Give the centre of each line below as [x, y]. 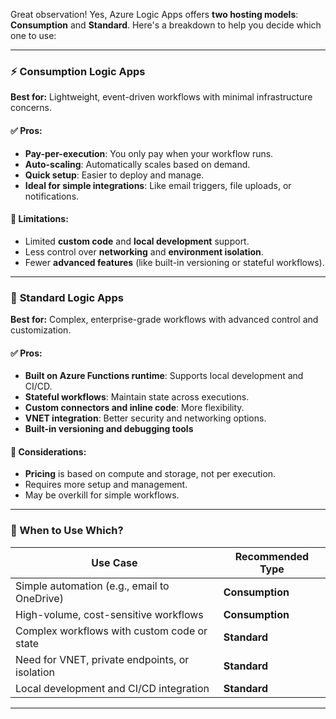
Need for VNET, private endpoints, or [102, 659]
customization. [41, 330]
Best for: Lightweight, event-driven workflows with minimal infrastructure [161, 97]
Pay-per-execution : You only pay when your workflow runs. [149, 153]
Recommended [272, 556]
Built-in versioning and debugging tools [109, 429]
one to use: [33, 35]
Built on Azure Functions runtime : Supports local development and [164, 376]
